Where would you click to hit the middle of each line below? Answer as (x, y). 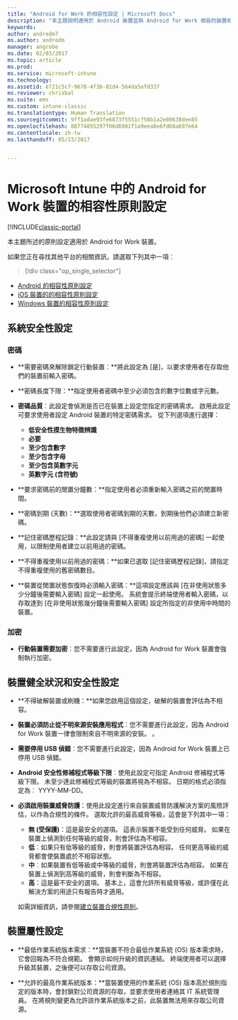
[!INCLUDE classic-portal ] (44, 227)
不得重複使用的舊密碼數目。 (58, 570)
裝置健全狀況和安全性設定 (63, 682)
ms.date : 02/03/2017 (38, 54)
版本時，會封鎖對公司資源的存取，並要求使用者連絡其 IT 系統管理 (125, 991)
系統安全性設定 (40, 328)
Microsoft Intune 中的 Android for (107, 189)
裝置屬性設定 (35, 931)
